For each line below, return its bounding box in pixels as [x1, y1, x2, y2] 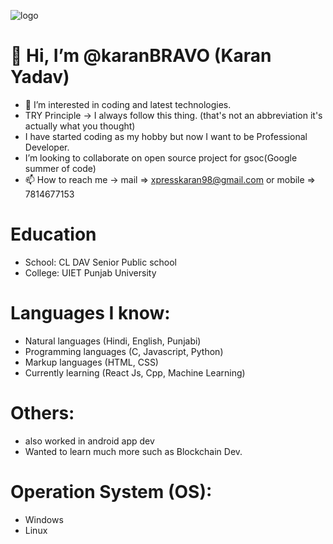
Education [10, 223, 97, 246]
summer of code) [24, 162, 97, 174]
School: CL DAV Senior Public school [24, 256, 177, 268]
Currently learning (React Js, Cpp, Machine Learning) [24, 366, 246, 379]
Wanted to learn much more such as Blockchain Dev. [24, 445, 243, 457]
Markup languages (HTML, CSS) [24, 356, 159, 368]
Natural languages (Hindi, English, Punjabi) [24, 335, 202, 347]
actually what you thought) [24, 120, 136, 132]
